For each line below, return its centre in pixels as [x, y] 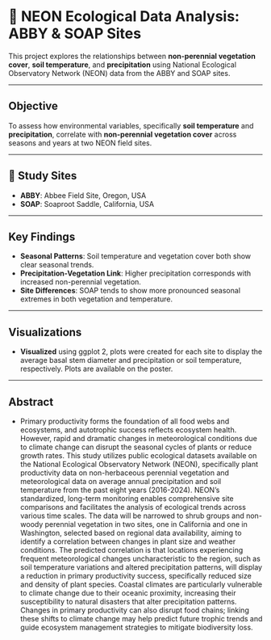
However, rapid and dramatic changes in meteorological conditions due [139, 438]
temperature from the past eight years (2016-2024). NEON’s [120, 490]
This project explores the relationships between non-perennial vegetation [132, 56]
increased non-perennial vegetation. [80, 282]
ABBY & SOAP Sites [75, 34]
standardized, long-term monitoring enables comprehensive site [127, 499]
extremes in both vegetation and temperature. [96, 299]
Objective [33, 106]
